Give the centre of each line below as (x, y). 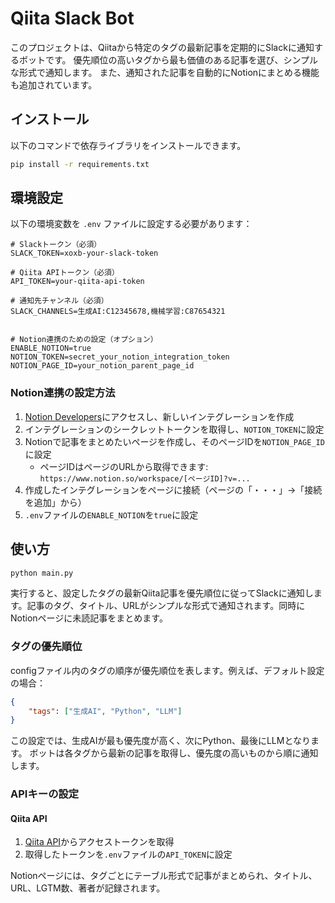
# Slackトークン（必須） (56, 245)
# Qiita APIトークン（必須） (65, 273)
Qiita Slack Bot (72, 18)
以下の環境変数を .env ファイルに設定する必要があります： (131, 224)
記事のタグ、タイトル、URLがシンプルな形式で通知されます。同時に (166, 606)
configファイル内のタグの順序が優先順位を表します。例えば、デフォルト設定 (167, 670)
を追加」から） (55, 502)
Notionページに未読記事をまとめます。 (89, 618)
